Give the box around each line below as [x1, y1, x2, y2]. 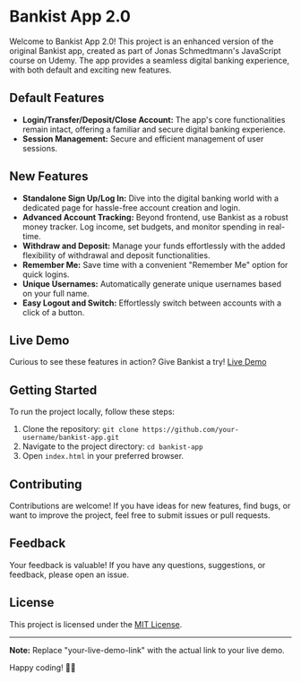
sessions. [21, 142, 58, 153]
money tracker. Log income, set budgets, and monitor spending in [21, 221, 266, 232]
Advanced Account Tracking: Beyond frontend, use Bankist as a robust [21, 212, 288, 222]
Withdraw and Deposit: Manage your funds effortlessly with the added [21, 240, 286, 251]
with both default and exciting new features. [9, 65, 172, 75]
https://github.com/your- [142, 426, 239, 435]
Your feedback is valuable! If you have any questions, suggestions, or [9, 559, 266, 570]
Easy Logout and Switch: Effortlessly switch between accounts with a [21, 298, 282, 308]
